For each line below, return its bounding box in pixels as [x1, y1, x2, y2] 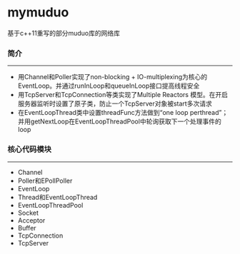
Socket [17, 208, 39, 217]
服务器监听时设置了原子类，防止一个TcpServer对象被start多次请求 [17, 99, 212, 108]
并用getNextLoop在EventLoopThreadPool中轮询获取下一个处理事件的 [17, 117, 221, 126]
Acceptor [17, 215, 46, 225]
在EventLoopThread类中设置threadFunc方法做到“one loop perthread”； [17, 108, 229, 117]
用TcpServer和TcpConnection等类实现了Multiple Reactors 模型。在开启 [17, 91, 229, 99]
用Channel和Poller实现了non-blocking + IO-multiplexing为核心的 [17, 73, 208, 81]
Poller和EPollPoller [17, 176, 73, 185]
